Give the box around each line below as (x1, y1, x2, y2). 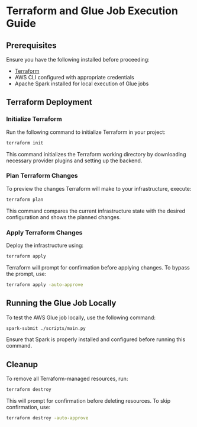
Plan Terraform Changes (6, 172, 78, 180)
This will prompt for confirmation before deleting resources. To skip (6, 397, 170, 404)
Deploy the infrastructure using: (6, 242, 84, 249)
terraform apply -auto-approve (6, 281, 83, 288)
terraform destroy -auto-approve (6, 415, 89, 421)
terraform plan (6, 197, 44, 203)
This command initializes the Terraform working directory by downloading (6, 150, 186, 158)
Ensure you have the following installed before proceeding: (6, 56, 150, 63)
